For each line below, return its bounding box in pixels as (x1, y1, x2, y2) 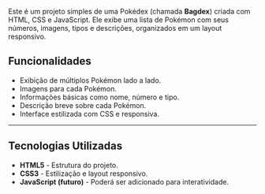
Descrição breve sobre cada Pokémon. (19, 100, 147, 110)
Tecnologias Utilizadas (8, 140, 123, 153)
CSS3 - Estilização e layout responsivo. (19, 169, 148, 178)
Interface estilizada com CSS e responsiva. (19, 109, 160, 118)
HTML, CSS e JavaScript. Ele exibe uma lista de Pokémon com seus (8, 15, 229, 24)
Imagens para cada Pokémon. (19, 84, 117, 93)
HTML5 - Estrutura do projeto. (19, 160, 118, 170)
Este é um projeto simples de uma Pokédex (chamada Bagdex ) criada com (8, 7, 251, 16)
